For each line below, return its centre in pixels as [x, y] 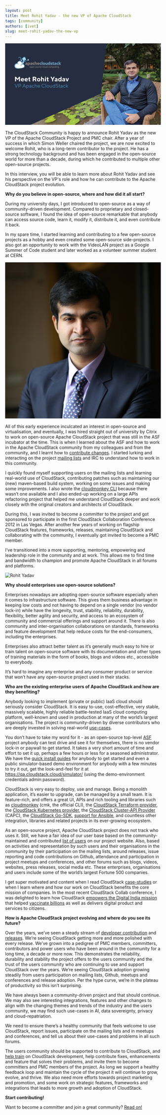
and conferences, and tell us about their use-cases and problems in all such [82, 1036]
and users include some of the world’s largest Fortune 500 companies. [77, 873]
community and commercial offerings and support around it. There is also [80, 621]
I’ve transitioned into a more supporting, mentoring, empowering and [75, 550]
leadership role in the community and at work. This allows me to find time [80, 556]
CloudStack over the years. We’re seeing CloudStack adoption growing [77, 970]
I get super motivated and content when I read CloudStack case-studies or [81, 882]
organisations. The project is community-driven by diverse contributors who [83, 723]
